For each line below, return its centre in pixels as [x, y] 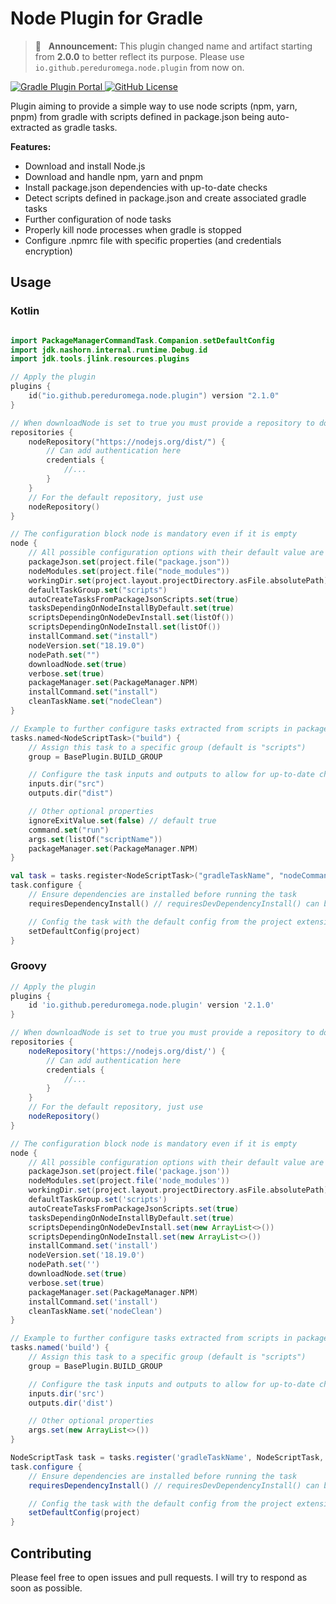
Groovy [28, 966]
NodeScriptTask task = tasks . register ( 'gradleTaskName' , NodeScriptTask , [167, 1458]
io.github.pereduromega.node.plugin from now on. [139, 67]
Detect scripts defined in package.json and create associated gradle [165, 198]
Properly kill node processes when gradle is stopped [133, 229]
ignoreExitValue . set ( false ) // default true [122, 820]
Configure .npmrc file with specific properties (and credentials [153, 240]
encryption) [48, 251]
